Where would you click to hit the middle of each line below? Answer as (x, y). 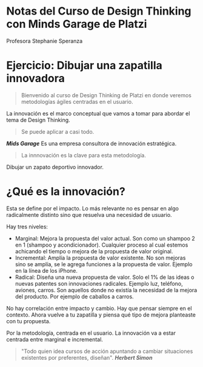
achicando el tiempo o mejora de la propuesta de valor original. (94, 251)
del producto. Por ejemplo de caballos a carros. (75, 297)
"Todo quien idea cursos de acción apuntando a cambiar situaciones (107, 351)
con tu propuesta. (28, 321)
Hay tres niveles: (27, 227)
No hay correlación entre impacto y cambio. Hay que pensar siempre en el (99, 308)
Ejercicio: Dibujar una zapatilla (84, 66)
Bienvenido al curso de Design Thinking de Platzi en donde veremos (106, 95)
